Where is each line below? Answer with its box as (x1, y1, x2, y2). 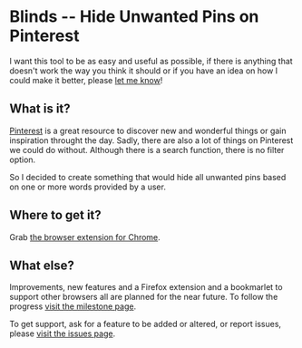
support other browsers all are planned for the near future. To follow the (9, 292, 278, 303)
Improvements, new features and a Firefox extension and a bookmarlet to (9, 282, 283, 293)
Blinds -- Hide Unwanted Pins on (9, 6, 259, 27)
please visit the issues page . (9, 328, 116, 339)
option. (9, 154, 36, 165)
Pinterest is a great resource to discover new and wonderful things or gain (9, 125, 287, 136)
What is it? (9, 101, 71, 117)
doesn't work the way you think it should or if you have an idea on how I (9, 65, 278, 76)
